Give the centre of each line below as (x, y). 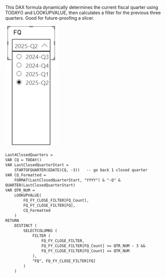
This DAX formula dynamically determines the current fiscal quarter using (82, 7)
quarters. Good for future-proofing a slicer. (50, 18)
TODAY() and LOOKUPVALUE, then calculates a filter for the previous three (83, 13)
